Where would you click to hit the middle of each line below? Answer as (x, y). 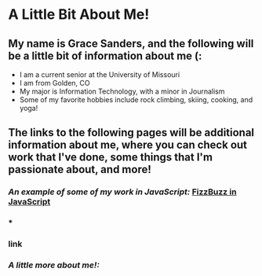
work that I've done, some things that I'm (111, 158)
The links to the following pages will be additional (131, 132)
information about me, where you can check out (128, 145)
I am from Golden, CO (55, 83)
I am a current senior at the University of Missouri (100, 75)
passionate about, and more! (80, 169)
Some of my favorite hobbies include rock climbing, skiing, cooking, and (136, 99)
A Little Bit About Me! (79, 15)
